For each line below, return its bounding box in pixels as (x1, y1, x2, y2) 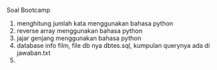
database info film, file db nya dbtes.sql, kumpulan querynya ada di (16, 42, 210, 49)
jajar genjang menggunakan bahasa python (16, 34, 142, 42)
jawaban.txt (16, 49, 51, 57)
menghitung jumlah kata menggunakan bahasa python (16, 19, 174, 27)
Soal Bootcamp (6, 6, 50, 14)
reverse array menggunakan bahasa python (16, 27, 143, 35)
